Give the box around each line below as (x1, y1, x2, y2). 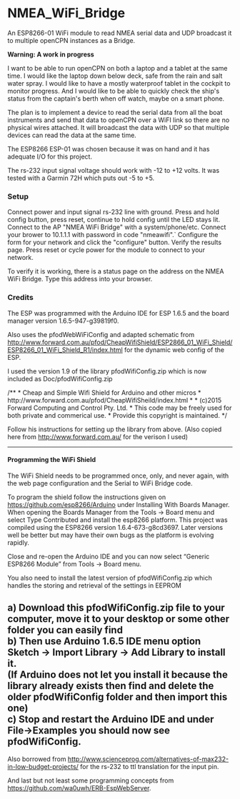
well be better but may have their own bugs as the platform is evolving (7, 531, 214, 539)
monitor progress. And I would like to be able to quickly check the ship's (7, 86, 220, 95)
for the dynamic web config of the (124, 345, 225, 354)
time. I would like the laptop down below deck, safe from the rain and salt (7, 71, 223, 80)
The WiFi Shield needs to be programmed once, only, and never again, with (7, 471, 229, 480)
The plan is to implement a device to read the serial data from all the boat (7, 108, 223, 116)
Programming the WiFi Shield (7, 456, 96, 464)
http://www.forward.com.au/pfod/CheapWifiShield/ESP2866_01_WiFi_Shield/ (7, 338, 233, 346)
